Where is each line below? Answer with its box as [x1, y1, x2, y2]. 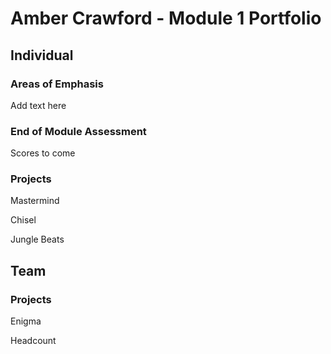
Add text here [10, 99, 67, 111]
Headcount [10, 335, 57, 347]
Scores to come [10, 147, 76, 159]
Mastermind [10, 195, 60, 207]
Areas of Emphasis [10, 77, 104, 91]
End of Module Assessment [10, 124, 147, 138]
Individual [10, 47, 74, 64]
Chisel [10, 214, 37, 226]
